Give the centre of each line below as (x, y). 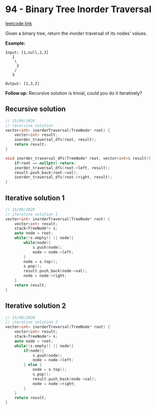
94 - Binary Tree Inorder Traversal (78, 9)
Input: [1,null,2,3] (27, 52)
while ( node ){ (37, 243)
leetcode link (19, 23)
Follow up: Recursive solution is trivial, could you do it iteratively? (74, 93)
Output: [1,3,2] (22, 83)
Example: (15, 43)
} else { (33, 365)
